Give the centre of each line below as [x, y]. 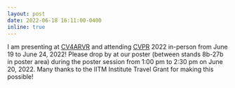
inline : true [26, 27]
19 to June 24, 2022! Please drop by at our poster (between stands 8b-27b [115, 54]
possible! [20, 77]
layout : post [26, 14]
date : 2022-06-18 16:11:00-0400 [54, 20]
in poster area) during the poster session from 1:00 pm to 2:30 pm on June [115, 62]
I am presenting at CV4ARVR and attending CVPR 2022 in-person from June [117, 47]
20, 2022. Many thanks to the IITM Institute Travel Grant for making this [110, 69]
